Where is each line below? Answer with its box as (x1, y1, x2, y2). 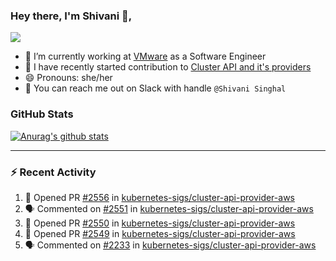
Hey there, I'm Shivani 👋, (10, 9, 133, 23)
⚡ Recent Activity (10, 165, 97, 179)
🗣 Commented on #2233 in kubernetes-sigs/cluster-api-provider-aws (24, 239, 317, 251)
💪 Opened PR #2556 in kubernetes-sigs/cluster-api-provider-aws (24, 191, 295, 203)
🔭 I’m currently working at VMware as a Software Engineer (24, 50, 267, 63)
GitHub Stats (10, 107, 74, 121)
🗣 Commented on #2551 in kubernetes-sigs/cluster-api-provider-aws (24, 202, 314, 214)
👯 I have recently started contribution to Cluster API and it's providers (24, 61, 312, 73)
